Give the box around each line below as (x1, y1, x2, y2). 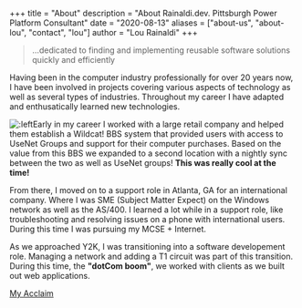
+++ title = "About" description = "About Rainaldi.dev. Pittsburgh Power (9, 8, 277, 18)
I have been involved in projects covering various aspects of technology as (9, 82, 291, 92)
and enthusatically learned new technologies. (9, 101, 181, 112)
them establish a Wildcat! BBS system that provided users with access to (9, 128, 284, 139)
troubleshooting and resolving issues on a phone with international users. (9, 214, 286, 224)
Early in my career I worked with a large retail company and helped (32, 118, 285, 129)
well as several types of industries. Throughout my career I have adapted (9, 91, 285, 102)
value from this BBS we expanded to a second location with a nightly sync (9, 148, 287, 159)
